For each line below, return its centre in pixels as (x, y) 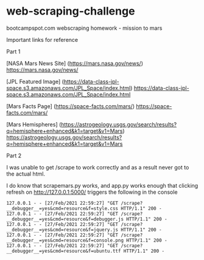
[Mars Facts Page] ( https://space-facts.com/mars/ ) (71, 106)
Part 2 (14, 156)
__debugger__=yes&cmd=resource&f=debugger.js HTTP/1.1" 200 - (87, 219)
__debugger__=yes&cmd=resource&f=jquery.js (62, 230)
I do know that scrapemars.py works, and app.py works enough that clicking (102, 185)
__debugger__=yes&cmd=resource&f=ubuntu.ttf (64, 251)
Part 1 (13, 51)
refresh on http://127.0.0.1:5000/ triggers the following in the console (92, 192)
